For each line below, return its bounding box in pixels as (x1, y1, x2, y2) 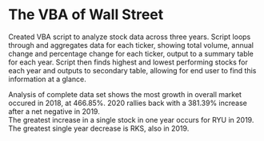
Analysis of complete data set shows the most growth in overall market (8, 89, 242, 99)
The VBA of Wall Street (8, 6, 164, 24)
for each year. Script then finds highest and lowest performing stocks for (8, 57, 248, 67)
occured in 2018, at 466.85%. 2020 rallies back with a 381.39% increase (8, 98, 248, 108)
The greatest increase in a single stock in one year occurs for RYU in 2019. (8, 115, 254, 124)
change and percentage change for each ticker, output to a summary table (8, 49, 254, 58)
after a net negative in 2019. (8, 106, 100, 116)
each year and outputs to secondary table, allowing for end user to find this (8, 65, 257, 75)
